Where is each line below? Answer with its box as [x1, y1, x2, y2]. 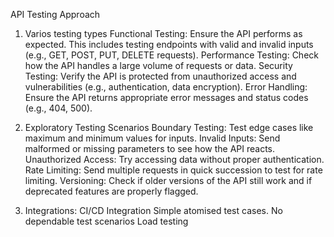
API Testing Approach [10, 9, 101, 20]
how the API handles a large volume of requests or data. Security [24, 60, 293, 71]
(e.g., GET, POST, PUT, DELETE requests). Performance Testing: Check [24, 49, 319, 61]
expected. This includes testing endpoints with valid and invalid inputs [24, 39, 314, 50]
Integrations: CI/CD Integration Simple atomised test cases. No [24, 205, 283, 216]
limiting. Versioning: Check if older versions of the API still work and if [24, 175, 313, 186]
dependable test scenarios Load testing [24, 215, 189, 227]
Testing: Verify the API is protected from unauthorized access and [24, 70, 297, 82]
